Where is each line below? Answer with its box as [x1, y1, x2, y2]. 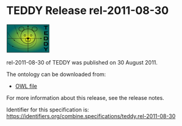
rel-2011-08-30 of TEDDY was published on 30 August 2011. [6, 58, 158, 66]
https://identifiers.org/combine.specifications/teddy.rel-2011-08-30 [6, 112, 176, 119]
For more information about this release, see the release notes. [6, 94, 165, 101]
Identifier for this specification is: [6, 106, 90, 113]
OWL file [15, 82, 38, 89]
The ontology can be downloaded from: [6, 71, 106, 78]
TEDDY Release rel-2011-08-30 [6, 4, 169, 18]
